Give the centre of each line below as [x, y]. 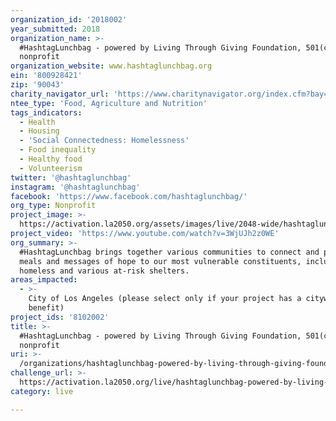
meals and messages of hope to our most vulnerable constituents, [160, 261]
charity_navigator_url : [60, 94]
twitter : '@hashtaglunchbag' [71, 177]
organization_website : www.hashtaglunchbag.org [111, 66]
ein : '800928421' [46, 76]
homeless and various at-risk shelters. [104, 271]
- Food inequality [58, 150]
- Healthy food [51, 159]
